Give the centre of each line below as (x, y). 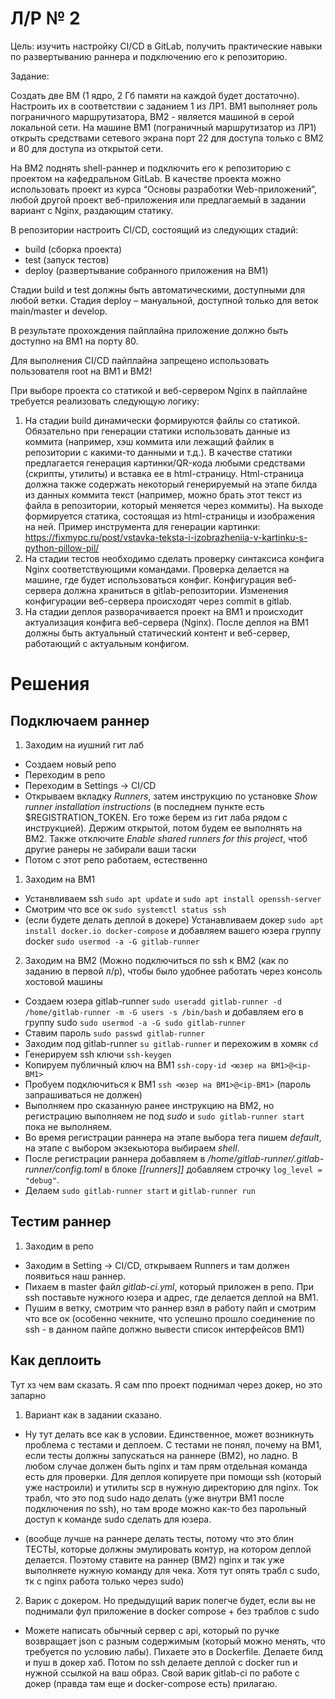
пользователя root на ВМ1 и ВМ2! (81, 371)
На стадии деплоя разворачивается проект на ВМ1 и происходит (164, 611)
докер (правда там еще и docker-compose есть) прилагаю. (151, 1683)
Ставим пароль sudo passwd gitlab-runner (115, 1033)
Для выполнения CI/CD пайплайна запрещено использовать (140, 360)
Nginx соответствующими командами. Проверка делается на (157, 569)
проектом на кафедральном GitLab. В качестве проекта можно (146, 178)
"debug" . (42, 1179)
